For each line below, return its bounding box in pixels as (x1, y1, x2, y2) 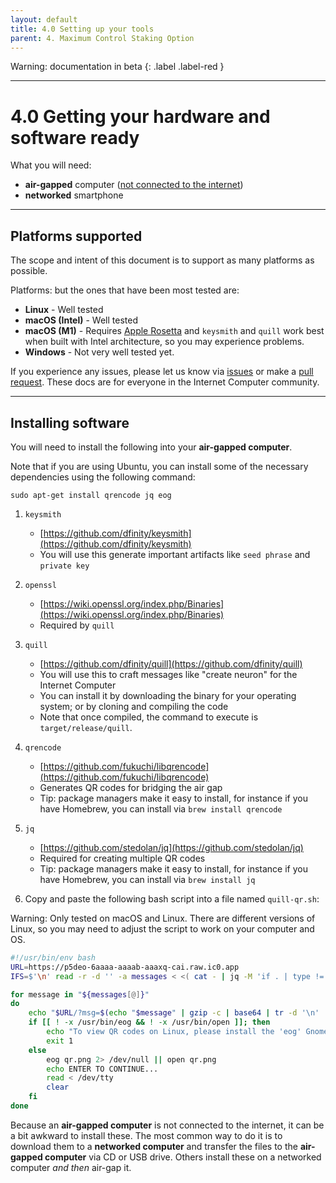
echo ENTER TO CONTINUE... (46, 1064, 159, 1074)
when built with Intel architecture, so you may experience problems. (24, 336, 305, 348)
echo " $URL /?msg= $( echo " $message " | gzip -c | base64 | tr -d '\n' (28, 1008, 320, 1018)
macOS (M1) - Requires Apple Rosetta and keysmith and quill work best (24, 325, 325, 337)
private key (39, 561, 90, 571)
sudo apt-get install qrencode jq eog (10, 490, 172, 500)
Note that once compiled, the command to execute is (39, 711, 259, 723)
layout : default (10, 14, 78, 25)
